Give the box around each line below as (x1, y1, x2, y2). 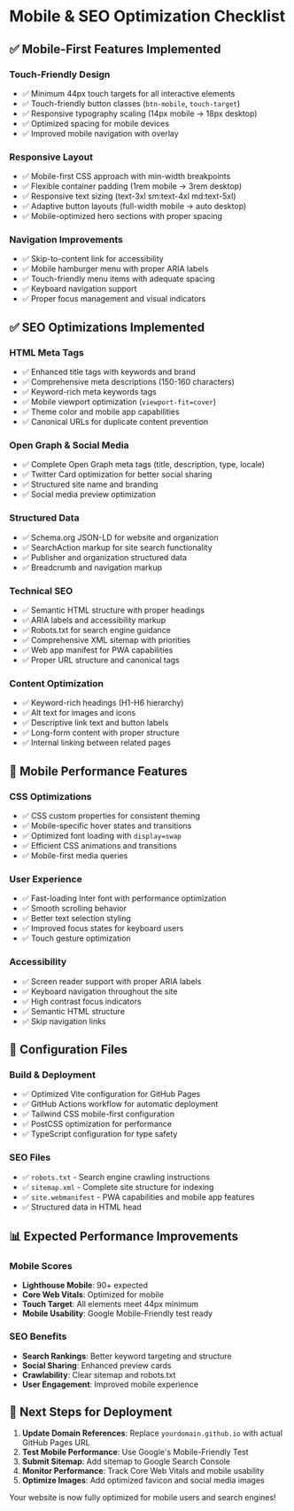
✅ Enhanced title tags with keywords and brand (21, 366, 197, 378)
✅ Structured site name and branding (21, 479, 159, 489)
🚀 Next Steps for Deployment (9, 1404, 173, 1420)
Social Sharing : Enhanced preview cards (21, 1359, 172, 1371)
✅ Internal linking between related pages (21, 738, 171, 748)
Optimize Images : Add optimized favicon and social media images (21, 1475, 265, 1486)
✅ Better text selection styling (21, 913, 131, 924)
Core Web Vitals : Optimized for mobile (21, 1289, 164, 1300)
